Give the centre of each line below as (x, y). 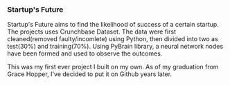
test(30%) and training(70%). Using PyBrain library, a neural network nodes (115, 47)
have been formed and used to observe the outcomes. (85, 53)
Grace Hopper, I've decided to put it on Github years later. (89, 74)
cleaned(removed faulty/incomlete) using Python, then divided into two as (113, 39)
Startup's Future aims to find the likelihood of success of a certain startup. (113, 25)
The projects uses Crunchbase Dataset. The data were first (92, 32)
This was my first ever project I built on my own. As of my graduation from (113, 67)
